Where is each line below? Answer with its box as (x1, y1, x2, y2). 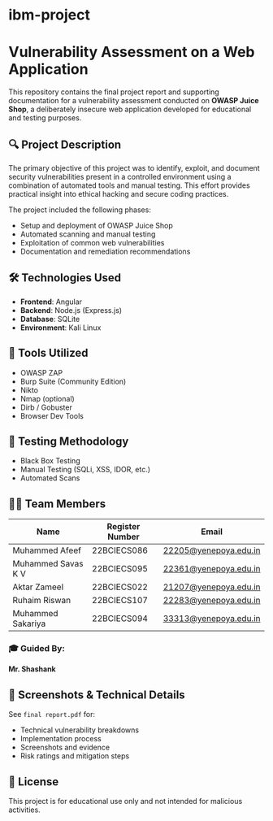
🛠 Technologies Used (8, 271, 122, 285)
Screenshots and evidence (19, 742, 110, 753)
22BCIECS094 (92, 613, 149, 624)
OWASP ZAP (19, 367, 63, 377)
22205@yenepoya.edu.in (162, 545, 261, 556)
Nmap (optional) (19, 393, 75, 403)
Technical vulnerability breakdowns (19, 725, 140, 735)
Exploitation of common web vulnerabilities (19, 237, 165, 247)
